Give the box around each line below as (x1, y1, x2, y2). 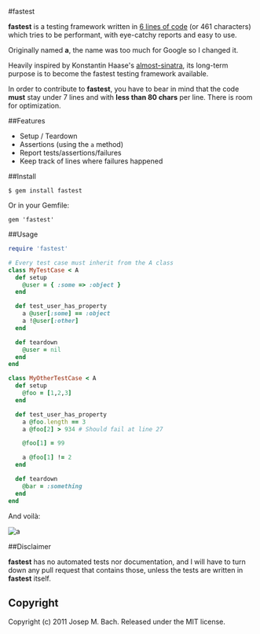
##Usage (8, 229, 38, 239)
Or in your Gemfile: (8, 200, 70, 210)
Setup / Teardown (19, 131, 78, 141)
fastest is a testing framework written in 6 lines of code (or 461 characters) (8, 22, 251, 31)
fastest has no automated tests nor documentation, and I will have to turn (8, 557, 246, 566)
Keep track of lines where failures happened (19, 156, 163, 166)
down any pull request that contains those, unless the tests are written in (8, 565, 244, 574)
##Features (8, 116, 46, 125)
